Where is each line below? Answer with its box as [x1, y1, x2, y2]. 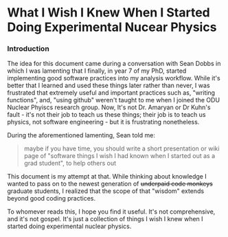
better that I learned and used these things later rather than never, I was [7, 81, 211, 90]
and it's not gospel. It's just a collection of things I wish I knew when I [7, 215, 204, 223]
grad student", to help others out [23, 159, 117, 168]
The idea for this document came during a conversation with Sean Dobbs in [7, 60, 221, 68]
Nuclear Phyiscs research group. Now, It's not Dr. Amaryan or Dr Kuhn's [7, 103, 211, 111]
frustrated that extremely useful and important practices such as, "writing [7, 89, 215, 97]
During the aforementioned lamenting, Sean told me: [7, 131, 156, 139]
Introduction [7, 44, 49, 54]
